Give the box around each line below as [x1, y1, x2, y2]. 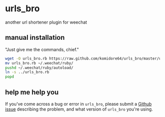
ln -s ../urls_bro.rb [5, 70, 50, 75]
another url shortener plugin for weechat [5, 19, 87, 25]
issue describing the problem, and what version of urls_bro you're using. [5, 106, 153, 112]
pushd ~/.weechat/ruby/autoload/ [5, 65, 74, 70]
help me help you [5, 88, 59, 96]
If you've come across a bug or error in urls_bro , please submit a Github [5, 101, 152, 107]
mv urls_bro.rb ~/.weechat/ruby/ [5, 60, 74, 65]
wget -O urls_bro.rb [5, 56, 48, 61]
